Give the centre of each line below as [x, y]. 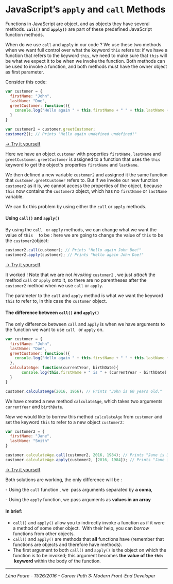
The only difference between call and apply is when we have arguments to [85, 324]
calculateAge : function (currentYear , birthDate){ [64, 368]
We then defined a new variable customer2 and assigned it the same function [86, 175]
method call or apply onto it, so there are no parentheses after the [76, 280]
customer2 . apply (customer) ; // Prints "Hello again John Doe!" [75, 255]
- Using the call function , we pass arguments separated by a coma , [79, 489]
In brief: [14, 511]
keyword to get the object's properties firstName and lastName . [72, 165]
